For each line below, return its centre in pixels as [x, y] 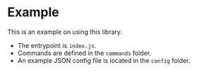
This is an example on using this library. [65, 32]
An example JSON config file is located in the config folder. [104, 60]
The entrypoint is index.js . [57, 45]
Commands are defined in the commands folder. [84, 53]
